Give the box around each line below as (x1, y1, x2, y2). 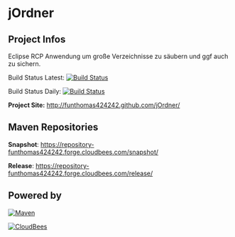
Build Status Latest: (8, 73, 65, 82)
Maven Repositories (8, 121, 99, 133)
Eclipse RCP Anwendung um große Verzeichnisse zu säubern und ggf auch (8, 52, 229, 60)
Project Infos (8, 33, 66, 45)
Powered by (8, 189, 62, 202)
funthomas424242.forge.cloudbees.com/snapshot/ (8, 148, 159, 156)
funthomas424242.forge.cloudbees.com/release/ (8, 169, 153, 177)
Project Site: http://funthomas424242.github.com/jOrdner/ (8, 101, 180, 109)
